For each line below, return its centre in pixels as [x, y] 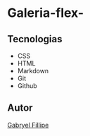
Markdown [33, 71]
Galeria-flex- [46, 13]
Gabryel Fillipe [28, 125]
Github [27, 86]
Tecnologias [35, 39]
